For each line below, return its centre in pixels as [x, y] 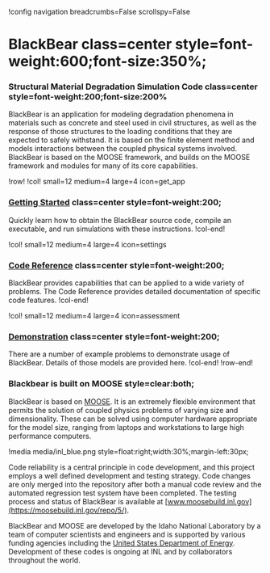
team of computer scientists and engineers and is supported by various [127, 534]
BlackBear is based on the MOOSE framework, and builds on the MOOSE [129, 158]
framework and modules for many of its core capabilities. [103, 166]
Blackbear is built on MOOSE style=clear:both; [102, 384]
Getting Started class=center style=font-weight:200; [115, 203]
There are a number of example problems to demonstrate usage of [119, 354]
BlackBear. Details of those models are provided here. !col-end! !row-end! [131, 363]
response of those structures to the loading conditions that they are [120, 132]
